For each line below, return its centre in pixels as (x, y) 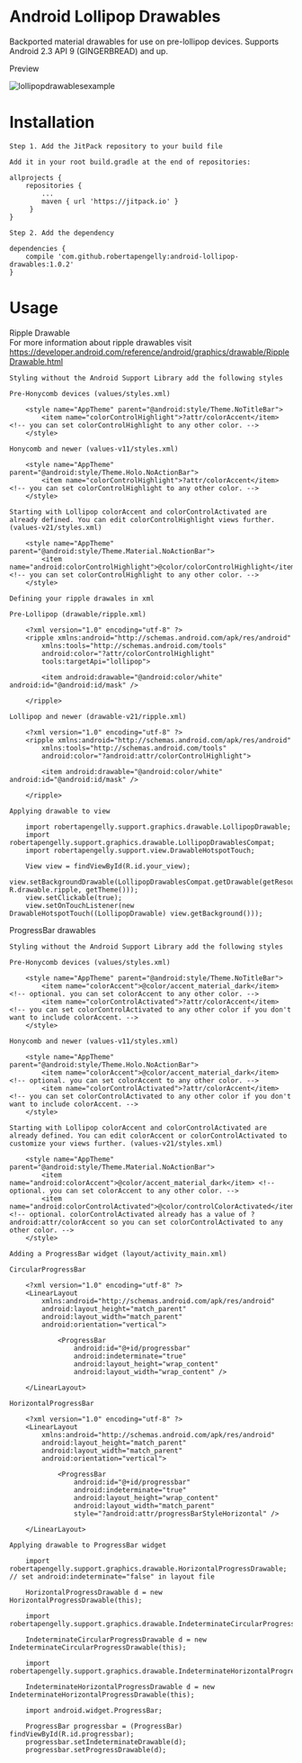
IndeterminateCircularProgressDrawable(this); (98, 1647)
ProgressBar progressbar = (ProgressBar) (104, 1726)
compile (40, 256)
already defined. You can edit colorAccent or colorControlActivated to (148, 1136)
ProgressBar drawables (53, 930)
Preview (24, 68)
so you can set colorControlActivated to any (196, 1222)
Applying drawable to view (60, 811)
